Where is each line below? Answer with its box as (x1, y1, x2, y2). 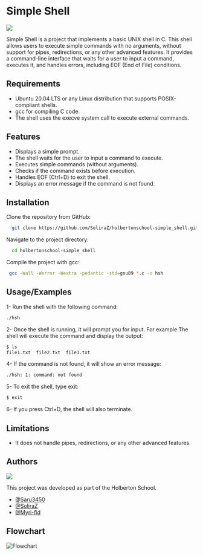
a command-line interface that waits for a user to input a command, (6, 54, 174, 62)
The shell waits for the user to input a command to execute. (14, 154, 163, 161)
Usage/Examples (6, 287, 72, 297)
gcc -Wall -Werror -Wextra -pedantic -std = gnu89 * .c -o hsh (8, 270, 164, 276)
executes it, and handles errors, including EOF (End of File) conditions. (6, 61, 182, 68)
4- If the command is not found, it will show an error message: (6, 360, 161, 368)
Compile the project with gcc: (6, 259, 80, 266)
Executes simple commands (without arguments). (14, 160, 139, 167)
